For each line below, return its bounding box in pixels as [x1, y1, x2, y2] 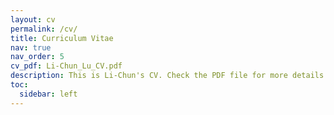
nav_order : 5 [10, 52, 65, 62]
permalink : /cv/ [10, 24, 78, 34]
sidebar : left [19, 89, 78, 99]
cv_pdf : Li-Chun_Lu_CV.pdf [10, 61, 123, 71]
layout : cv [10, 14, 56, 25]
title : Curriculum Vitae [10, 33, 114, 43]
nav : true [10, 42, 52, 53]
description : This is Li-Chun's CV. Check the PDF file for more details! [10, 71, 329, 81]
